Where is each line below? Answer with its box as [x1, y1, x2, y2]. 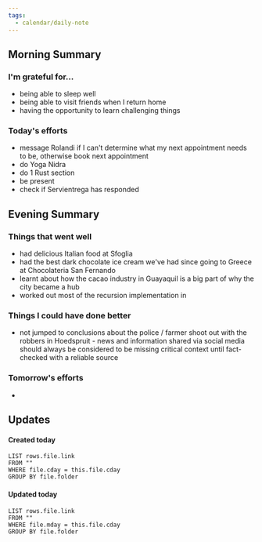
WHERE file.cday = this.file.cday [8, 466, 121, 475]
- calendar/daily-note [15, 19, 89, 27]
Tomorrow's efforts [8, 373, 84, 384]
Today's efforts [8, 125, 68, 136]
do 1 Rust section [19, 168, 75, 177]
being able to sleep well [19, 89, 96, 99]
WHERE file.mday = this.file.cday [8, 521, 121, 529]
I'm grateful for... [8, 71, 74, 82]
